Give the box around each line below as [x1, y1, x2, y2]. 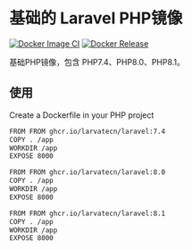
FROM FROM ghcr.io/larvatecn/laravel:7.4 [9, 127, 166, 136]
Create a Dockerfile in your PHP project [9, 109, 154, 121]
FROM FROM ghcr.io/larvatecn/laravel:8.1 [9, 209, 166, 218]
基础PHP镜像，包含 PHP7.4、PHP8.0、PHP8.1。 [9, 56, 186, 67]
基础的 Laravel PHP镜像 [9, 8, 183, 29]
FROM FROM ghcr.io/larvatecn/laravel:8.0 [9, 168, 166, 177]
